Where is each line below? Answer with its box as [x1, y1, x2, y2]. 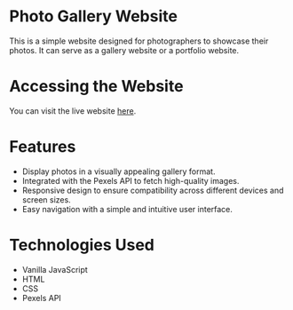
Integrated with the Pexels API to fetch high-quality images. [21, 175, 240, 186]
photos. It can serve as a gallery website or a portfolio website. [9, 44, 240, 55]
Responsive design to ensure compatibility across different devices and [21, 185, 284, 195]
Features [9, 137, 76, 157]
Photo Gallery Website [9, 6, 178, 27]
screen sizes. [21, 194, 71, 205]
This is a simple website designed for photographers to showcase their [9, 36, 269, 46]
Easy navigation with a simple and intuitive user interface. [21, 203, 234, 214]
